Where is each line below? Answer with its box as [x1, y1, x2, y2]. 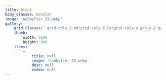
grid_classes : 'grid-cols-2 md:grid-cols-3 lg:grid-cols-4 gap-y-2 [14, 26, 156, 31]
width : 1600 [23, 35, 48, 40]
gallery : [5, 21, 23, 26]
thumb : [14, 30, 28, 35]
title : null [31, 53, 56, 59]
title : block [5, 7, 32, 12]
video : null [31, 68, 56, 73]
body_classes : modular [5, 12, 52, 17]
